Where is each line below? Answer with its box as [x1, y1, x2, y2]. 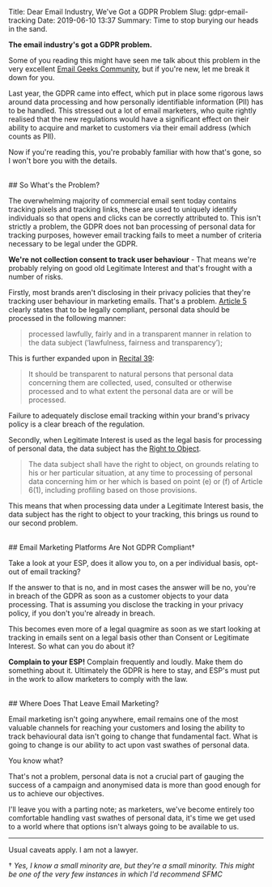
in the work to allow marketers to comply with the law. [8, 675, 189, 683]
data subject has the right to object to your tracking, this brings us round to [8, 510, 259, 519]
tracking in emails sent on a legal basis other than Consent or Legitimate [8, 632, 249, 642]
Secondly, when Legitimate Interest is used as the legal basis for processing [8, 435, 262, 444]
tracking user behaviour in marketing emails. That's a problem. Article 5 [8, 296, 247, 306]
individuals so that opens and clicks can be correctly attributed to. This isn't [8, 213, 261, 222]
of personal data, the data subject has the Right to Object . [8, 443, 202, 453]
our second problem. [8, 518, 79, 528]
